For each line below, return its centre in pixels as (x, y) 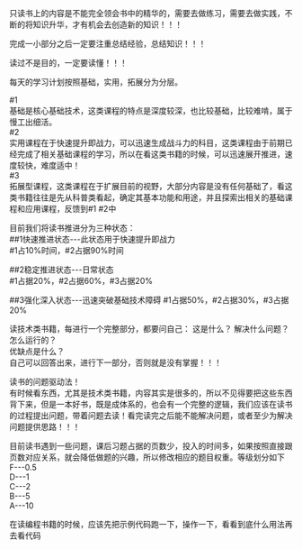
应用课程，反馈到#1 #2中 (71, 209)
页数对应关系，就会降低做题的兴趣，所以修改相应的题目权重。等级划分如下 (147, 457)
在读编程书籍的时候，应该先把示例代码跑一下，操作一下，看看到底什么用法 (147, 524)
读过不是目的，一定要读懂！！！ (68, 63)
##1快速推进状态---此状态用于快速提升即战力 (92, 239)
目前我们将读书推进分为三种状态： (72, 228)
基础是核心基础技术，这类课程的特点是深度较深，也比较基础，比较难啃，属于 (151, 110)
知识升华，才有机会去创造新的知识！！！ (107, 24)
